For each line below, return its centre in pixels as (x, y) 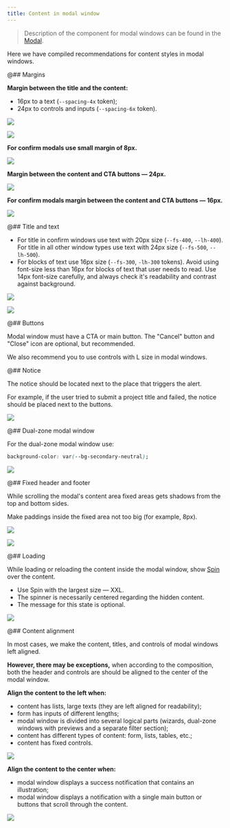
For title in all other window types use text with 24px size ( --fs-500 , (113, 247)
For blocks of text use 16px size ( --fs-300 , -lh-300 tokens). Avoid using (118, 262)
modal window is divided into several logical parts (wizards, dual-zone (116, 721)
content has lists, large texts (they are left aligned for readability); (109, 706)
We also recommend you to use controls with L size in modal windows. (107, 357)
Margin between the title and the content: (68, 87)
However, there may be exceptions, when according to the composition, (111, 665)
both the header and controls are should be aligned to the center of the (107, 672)
